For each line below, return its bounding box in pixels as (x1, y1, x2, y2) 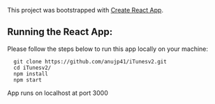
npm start (13, 76, 42, 83)
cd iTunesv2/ (13, 64, 52, 71)
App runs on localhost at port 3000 (7, 89, 108, 97)
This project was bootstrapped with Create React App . (7, 6, 164, 14)
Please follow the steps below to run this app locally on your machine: (7, 45, 208, 53)
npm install (13, 70, 49, 77)
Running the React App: (7, 26, 113, 38)
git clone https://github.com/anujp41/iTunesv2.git (13, 58, 168, 65)
